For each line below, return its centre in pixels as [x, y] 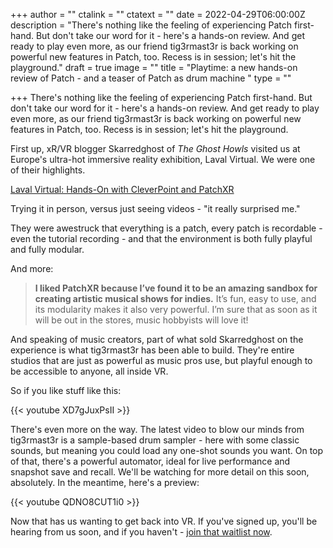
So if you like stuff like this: [66, 390]
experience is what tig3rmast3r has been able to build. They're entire [152, 350]
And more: [32, 268]
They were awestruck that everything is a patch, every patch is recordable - [166, 228]
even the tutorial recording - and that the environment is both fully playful [161, 238]
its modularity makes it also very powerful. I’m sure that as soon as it [176, 309]
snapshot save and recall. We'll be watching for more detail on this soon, [160, 472]
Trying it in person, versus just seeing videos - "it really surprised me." [155, 208]
